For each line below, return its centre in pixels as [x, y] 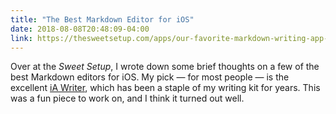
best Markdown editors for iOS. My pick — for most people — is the [150, 77]
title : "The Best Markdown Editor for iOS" [102, 19]
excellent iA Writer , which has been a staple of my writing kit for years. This [165, 88]
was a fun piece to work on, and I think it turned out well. [127, 98]
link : [21, 38]
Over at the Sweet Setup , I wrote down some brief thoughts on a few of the [165, 67]
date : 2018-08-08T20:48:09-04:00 [80, 29]
